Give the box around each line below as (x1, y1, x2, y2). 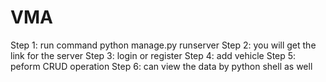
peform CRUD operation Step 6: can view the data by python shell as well (10, 60, 313, 72)
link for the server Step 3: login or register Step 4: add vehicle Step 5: (10, 49, 297, 61)
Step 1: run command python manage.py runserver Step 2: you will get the (10, 39, 317, 51)
